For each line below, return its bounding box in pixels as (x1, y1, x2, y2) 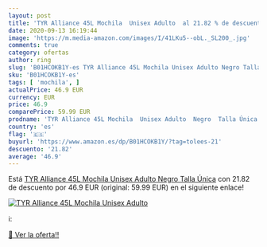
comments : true (8, 41, 59, 49)
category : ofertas (8, 49, 69, 57)
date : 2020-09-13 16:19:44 (8, 26, 98, 34)
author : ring (8, 57, 52, 65)
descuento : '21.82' (8, 145, 73, 153)
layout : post (8, 11, 52, 20)
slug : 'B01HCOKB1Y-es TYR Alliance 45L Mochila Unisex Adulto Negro (8, 64, 240, 72)
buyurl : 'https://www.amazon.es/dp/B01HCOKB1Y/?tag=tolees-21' (8, 137, 222, 146)
